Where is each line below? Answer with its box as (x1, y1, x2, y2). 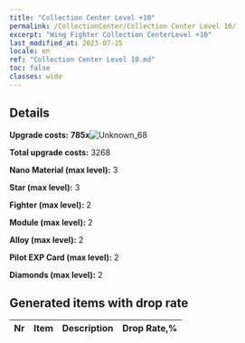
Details (9, 106, 50, 121)
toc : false (9, 64, 51, 73)
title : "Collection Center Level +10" (9, 13, 155, 23)
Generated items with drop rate (9, 295, 189, 311)
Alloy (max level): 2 (9, 234, 84, 245)
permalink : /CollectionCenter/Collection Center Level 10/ (9, 22, 237, 31)
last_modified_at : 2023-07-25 (9, 38, 124, 48)
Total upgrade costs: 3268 (9, 146, 111, 158)
